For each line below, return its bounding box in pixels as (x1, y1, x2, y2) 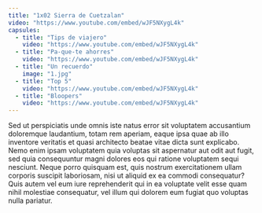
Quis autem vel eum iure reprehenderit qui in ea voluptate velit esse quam (8, 179, 248, 189)
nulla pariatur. (8, 196, 53, 205)
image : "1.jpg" (22, 70, 72, 78)
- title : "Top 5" (15, 77, 72, 85)
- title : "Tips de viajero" (15, 33, 108, 42)
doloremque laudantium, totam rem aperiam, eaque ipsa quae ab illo (8, 129, 230, 138)
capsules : (8, 26, 41, 34)
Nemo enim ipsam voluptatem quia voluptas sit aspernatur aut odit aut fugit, (8, 146, 254, 156)
